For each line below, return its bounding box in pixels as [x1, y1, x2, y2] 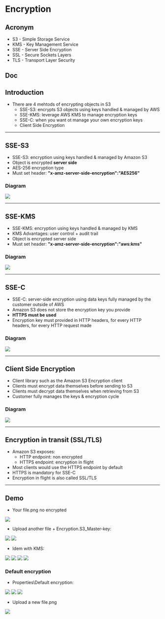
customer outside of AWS [12, 302, 64, 308]
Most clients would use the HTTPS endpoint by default [12, 464, 123, 470]
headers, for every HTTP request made [12, 322, 92, 329]
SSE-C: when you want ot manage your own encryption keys [19, 117, 143, 123]
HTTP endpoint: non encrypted [19, 454, 82, 460]
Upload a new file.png [12, 599, 57, 605]
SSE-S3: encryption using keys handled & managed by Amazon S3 [12, 155, 147, 160]
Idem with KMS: [12, 545, 45, 551]
